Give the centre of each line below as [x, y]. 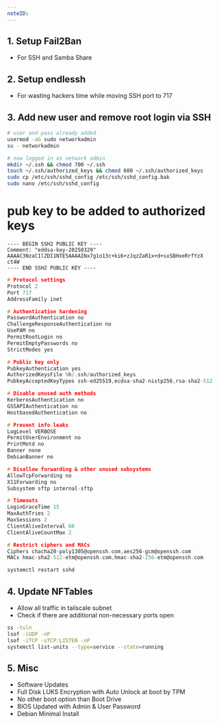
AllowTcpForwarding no [39, 476]
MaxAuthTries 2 [29, 514]
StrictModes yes [30, 350]
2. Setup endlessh [47, 79]
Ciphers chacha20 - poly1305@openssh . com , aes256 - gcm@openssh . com [99, 551]
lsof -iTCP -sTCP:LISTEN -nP [49, 640]
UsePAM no [21, 331]
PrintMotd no [26, 444]
